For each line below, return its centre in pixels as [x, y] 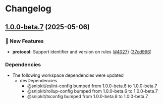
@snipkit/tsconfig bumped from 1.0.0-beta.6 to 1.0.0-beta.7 [87, 97]
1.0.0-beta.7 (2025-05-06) [48, 27]
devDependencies [38, 81]
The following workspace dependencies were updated [68, 75]
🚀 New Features [25, 41]
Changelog [28, 9]
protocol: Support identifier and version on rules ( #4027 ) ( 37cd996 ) [82, 52]
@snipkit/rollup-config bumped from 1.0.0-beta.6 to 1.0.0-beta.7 [92, 91]
